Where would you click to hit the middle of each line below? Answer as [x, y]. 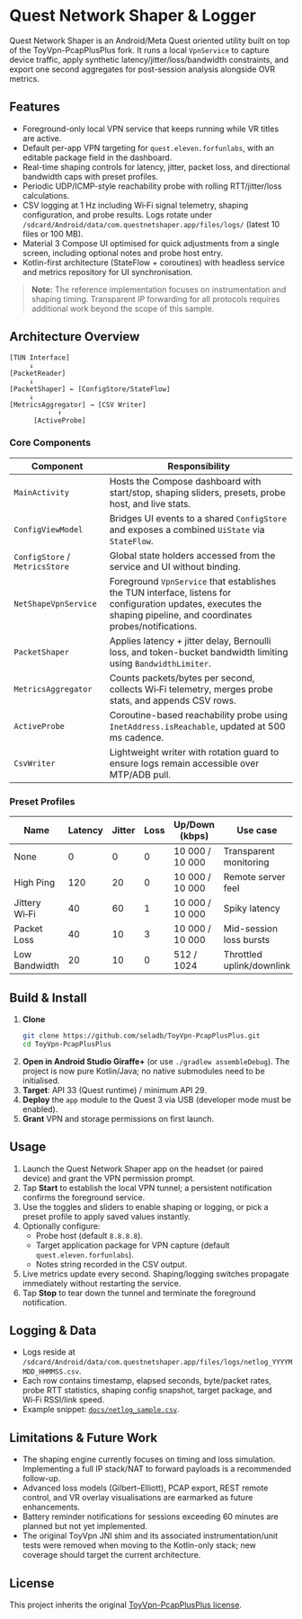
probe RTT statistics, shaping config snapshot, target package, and [147, 1391]
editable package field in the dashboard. [97, 157]
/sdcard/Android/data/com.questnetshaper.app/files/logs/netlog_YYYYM [157, 1363]
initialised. [41, 1081]
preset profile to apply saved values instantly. [107, 1216]
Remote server [254, 877]
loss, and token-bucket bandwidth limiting [199, 652]
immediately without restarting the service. [102, 1283]
